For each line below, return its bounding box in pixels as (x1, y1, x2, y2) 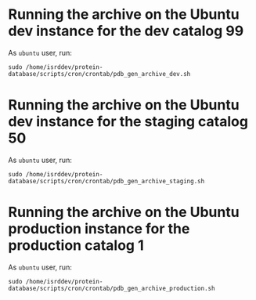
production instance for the (8, 220, 190, 238)
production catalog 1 (8, 237, 144, 255)
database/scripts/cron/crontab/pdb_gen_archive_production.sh (8, 284, 215, 292)
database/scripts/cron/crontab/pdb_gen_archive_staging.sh (8, 177, 205, 185)
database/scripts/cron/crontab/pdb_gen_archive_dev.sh (8, 70, 191, 78)
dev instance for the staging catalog (8, 113, 249, 131)
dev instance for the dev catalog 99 (8, 22, 244, 40)
